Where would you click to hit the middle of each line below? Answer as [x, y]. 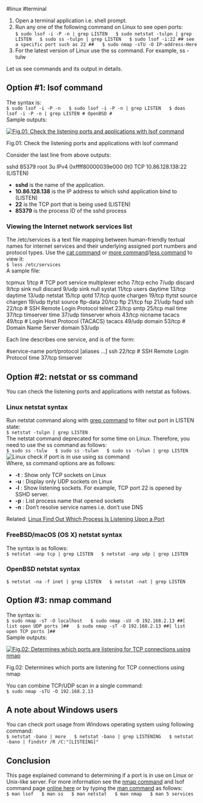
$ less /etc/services [34, 265]
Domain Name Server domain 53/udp [53, 328]
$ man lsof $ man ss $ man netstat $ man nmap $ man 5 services [100, 794]
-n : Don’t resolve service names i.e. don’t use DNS [79, 507]
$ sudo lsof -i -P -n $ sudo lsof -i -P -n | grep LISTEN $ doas [96, 108]
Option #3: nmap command [59, 600]
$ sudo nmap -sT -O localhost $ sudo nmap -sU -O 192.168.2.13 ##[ [96, 621]
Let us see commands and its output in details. [65, 69]
